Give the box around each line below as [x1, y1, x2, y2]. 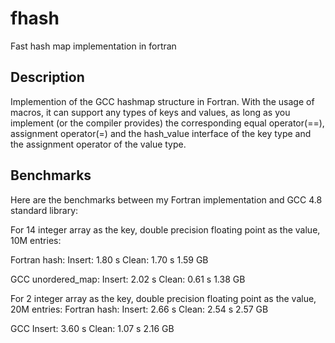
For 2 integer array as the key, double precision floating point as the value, [10, 292, 317, 304]
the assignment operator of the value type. [10, 138, 187, 150]
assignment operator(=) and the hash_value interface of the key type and [10, 127, 312, 139]
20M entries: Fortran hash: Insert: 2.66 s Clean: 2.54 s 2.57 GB [10, 303, 269, 315]
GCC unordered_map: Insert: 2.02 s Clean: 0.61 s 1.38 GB [10, 273, 246, 285]
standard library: [10, 204, 79, 216]
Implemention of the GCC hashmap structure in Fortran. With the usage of [10, 95, 315, 107]
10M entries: [10, 234, 62, 246]
